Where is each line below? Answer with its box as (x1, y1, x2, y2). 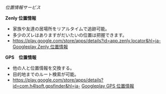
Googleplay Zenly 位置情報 (12, 44, 68, 49)
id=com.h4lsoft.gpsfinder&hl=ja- (12, 83, 80, 89)
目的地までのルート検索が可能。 (12, 71, 79, 77)
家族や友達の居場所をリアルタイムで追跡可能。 (12, 26, 110, 32)
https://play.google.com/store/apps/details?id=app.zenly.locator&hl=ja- (12, 38, 161, 44)
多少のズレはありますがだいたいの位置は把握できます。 (12, 32, 127, 38)
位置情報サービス (5, 5, 41, 10)
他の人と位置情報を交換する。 (12, 65, 74, 71)
